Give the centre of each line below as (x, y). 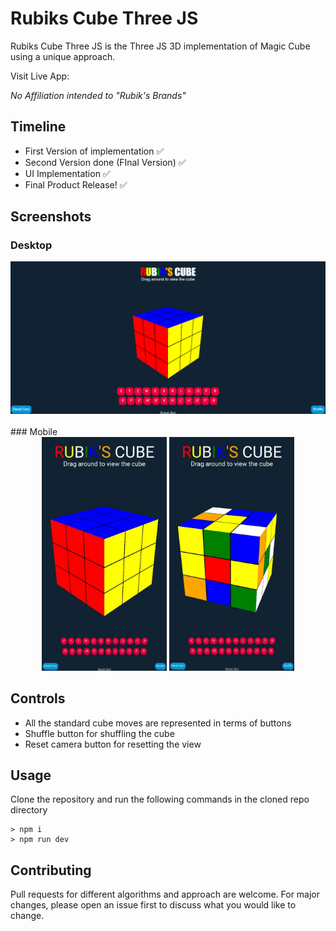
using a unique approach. (63, 56)
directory (29, 810)
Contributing (51, 870)
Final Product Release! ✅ (76, 184)
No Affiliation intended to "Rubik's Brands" (98, 95)
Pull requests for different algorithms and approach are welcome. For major (165, 894)
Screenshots (51, 217)
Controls (38, 698)
